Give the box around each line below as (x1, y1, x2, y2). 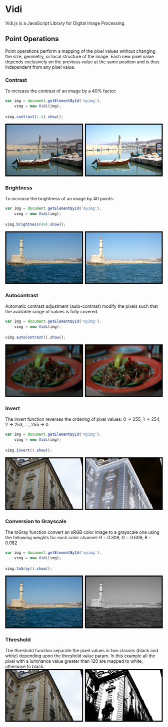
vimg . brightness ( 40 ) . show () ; (5, 222, 66, 227)
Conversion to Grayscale (5, 518, 66, 525)
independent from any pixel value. (5, 64, 75, 70)
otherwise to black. (5, 664, 45, 670)
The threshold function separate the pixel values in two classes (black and (5, 648, 158, 654)
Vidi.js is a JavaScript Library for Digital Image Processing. (5, 20, 126, 26)
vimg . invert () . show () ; (5, 448, 52, 453)
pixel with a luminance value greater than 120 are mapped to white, (5, 658, 143, 664)
